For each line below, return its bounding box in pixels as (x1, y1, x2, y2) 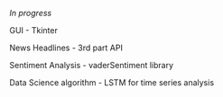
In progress (9, 8, 52, 18)
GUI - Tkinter (9, 25, 59, 35)
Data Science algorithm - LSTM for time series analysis (9, 77, 215, 88)
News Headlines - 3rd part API (9, 42, 124, 53)
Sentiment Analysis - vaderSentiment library (9, 60, 174, 70)
